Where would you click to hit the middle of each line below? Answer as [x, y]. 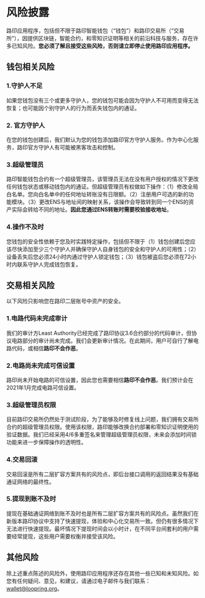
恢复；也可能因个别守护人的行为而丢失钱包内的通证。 [73, 108]
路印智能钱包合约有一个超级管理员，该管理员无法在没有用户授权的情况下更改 [103, 179]
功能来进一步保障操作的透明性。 [46, 442]
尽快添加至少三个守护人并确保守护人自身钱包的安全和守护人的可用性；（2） [104, 249]
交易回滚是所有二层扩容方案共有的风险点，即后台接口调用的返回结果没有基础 [103, 474]
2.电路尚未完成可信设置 [41, 366]
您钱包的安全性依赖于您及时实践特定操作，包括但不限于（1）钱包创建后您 [98, 241]
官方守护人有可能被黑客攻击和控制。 [73, 147]
